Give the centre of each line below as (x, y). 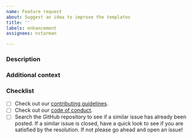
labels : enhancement (32, 28)
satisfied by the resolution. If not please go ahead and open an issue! (99, 130)
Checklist (20, 91)
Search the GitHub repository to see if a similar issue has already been (100, 117)
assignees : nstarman (32, 34)
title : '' (18, 22)
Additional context (33, 75)
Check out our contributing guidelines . (61, 104)
